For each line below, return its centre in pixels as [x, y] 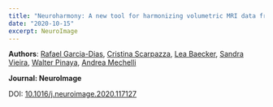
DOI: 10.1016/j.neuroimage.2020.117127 [73, 94]
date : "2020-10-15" [41, 24]
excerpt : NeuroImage [43, 31]
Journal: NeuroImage [45, 79]
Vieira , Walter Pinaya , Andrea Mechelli [72, 62]
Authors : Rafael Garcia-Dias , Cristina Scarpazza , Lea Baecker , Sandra [126, 54]
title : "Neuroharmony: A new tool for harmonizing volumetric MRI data [132, 16]
